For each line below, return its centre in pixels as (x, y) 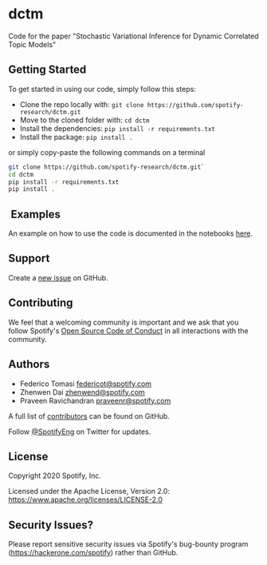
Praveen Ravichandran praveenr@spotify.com (95, 400)
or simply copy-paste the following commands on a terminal (107, 152)
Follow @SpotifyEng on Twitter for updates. (80, 432)
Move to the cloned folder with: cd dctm (84, 120)
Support (29, 259)
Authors (29, 364)
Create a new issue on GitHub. (59, 277)
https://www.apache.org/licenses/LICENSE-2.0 (86, 499)
